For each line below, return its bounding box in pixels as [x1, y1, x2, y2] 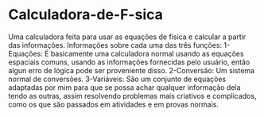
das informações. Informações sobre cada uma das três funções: [8, 40, 223, 49]
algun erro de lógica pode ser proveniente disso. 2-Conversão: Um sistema [8, 65, 255, 75]
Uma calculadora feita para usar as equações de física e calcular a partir [8, 32, 247, 41]
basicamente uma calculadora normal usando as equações [50, 49, 244, 58]
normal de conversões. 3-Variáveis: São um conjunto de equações [8, 74, 227, 84]
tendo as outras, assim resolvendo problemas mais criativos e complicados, [8, 91, 257, 100]
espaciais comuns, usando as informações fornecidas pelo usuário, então [8, 57, 250, 67]
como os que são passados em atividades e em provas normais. [8, 99, 219, 109]
